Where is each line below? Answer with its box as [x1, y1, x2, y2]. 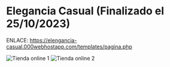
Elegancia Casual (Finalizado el [6, 4, 165, 18]
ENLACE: [6, 36, 29, 44]
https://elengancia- [29, 36, 77, 44]
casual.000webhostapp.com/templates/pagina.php [6, 43, 133, 50]
